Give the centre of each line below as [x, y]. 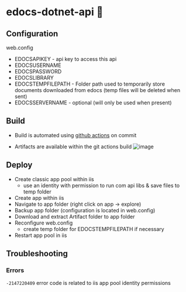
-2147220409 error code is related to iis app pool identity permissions [88, 283]
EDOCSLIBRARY [34, 78]
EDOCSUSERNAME [38, 65]
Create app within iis [39, 198]
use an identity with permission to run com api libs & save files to [101, 185]
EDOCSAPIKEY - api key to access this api [66, 59]
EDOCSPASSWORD [38, 72]
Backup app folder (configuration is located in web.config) [85, 210]
